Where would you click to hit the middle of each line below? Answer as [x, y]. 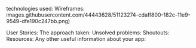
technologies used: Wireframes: [45, 9]
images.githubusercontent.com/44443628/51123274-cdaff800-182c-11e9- [98, 15]
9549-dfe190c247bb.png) [38, 21]
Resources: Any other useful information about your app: [76, 39]
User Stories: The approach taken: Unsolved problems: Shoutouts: [88, 33]
